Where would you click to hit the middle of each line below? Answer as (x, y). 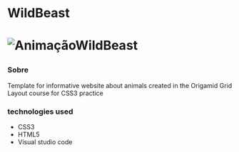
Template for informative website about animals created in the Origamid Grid (120, 85)
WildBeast (39, 13)
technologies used (40, 112)
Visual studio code (45, 142)
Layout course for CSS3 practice (55, 93)
